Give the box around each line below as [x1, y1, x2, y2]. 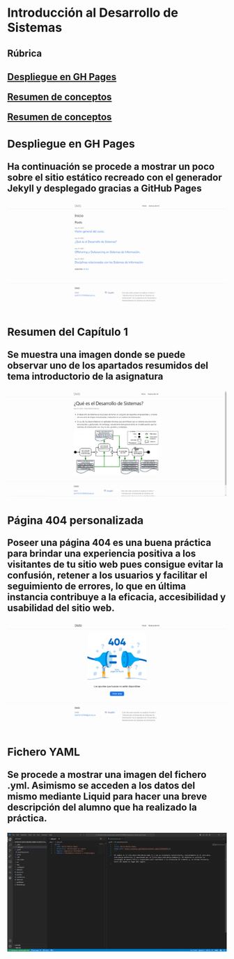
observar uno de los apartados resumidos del [7, 359, 209, 371]
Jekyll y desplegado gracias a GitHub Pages [7, 182, 202, 194]
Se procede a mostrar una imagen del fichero [7, 768, 207, 781]
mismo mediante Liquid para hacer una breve [7, 790, 208, 802]
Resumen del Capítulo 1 [7, 325, 129, 338]
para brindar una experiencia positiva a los [7, 548, 196, 560]
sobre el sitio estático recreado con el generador [7, 171, 222, 183]
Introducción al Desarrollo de [7, 5, 179, 21]
